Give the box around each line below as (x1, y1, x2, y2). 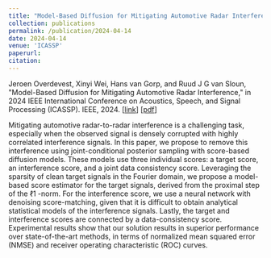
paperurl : (8, 49, 42, 57)
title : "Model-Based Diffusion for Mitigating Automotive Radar (8, 11, 229, 20)
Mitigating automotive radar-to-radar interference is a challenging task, (8, 120, 244, 130)
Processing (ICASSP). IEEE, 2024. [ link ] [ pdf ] (8, 104, 157, 114)
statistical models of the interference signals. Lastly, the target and (8, 206, 230, 215)
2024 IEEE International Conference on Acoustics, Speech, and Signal (8, 96, 240, 106)
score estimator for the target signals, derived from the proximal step (31, 180, 260, 189)
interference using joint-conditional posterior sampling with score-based (8, 146, 250, 156)
